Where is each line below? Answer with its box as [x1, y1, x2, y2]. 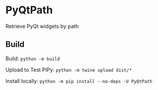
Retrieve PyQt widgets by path [5, 23, 79, 30]
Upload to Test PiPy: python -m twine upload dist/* [5, 66, 132, 73]
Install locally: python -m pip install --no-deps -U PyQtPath [5, 77, 153, 84]
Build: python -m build [5, 55, 60, 62]
